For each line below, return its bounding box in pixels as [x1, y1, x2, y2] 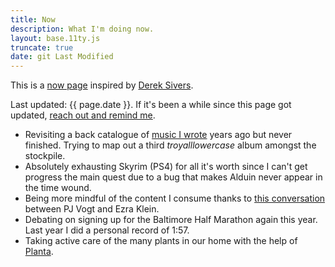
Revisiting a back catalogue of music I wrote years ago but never [24, 129, 293, 141]
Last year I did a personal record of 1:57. [24, 224, 190, 236]
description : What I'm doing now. [10, 24, 155, 34]
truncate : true [10, 42, 74, 53]
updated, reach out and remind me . [10, 109, 156, 121]
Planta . [24, 246, 54, 258]
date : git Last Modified [10, 52, 114, 62]
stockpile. [24, 150, 66, 162]
